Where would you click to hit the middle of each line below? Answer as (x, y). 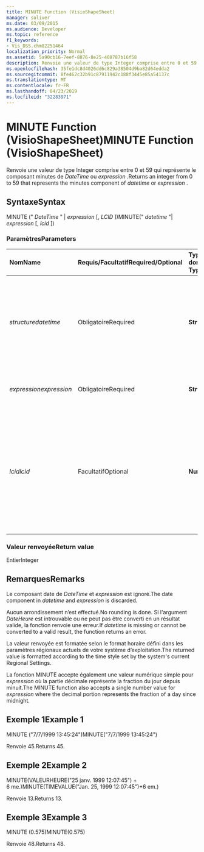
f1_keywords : (23, 40)
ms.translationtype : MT (36, 80)
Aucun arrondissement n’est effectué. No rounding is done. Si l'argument (97, 612)
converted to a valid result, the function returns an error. (76, 631)
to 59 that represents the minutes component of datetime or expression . (97, 183)
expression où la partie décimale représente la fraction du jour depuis (93, 681)
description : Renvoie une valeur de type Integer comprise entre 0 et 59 (102, 63)
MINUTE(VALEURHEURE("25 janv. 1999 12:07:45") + (72, 780)
